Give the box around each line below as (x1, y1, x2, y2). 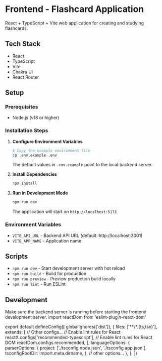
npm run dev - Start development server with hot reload (12, 265, 125, 271)
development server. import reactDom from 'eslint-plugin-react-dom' (5, 314, 146, 320)
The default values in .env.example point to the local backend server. (12, 162, 153, 168)
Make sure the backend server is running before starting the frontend (5, 309, 147, 315)
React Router (12, 74, 39, 80)
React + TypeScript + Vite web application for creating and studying (5, 20, 144, 26)
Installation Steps (5, 127, 49, 134)
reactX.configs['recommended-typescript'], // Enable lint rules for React (5, 335, 153, 341)
